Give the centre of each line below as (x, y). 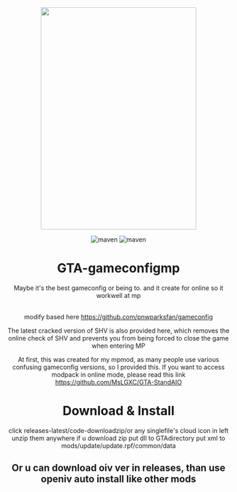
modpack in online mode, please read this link (118, 374)
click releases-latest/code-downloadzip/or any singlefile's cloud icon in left (118, 430)
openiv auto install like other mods (118, 479)
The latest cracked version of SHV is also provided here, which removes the (118, 331)
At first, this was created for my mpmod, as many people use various (118, 359)
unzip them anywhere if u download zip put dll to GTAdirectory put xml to (118, 438)
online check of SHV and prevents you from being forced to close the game (118, 338)
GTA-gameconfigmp (118, 268)
